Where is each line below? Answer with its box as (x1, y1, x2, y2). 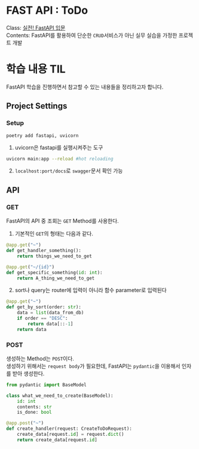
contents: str (17, 404, 52, 410)
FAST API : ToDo (6, 4, 88, 17)
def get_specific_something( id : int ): (6, 269, 103, 275)
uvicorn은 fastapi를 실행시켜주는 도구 (14, 144, 103, 151)
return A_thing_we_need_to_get (17, 275, 95, 281)
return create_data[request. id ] (17, 436, 97, 443)
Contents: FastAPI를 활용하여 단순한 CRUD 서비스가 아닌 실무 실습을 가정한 (6, 31, 177, 39)
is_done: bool (17, 409, 52, 415)
